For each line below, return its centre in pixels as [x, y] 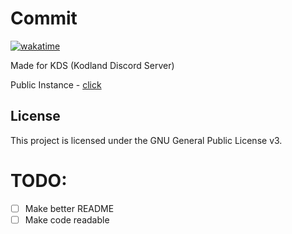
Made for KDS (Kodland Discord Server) [92, 65]
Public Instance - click [56, 84]
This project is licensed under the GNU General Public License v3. [146, 140]
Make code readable [67, 219]
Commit [44, 18]
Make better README [69, 208]
